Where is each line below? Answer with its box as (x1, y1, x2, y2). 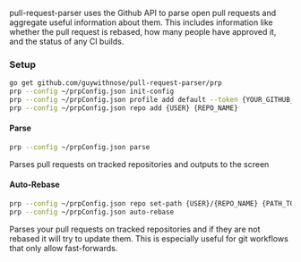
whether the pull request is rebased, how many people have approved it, (9, 27, 277, 37)
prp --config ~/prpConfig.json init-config (9, 87, 175, 97)
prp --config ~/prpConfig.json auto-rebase (9, 207, 175, 216)
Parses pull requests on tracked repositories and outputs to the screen (9, 158, 270, 169)
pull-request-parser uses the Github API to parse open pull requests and (9, 8, 277, 18)
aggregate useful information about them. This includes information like (9, 17, 273, 28)
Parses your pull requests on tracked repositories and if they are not (9, 224, 261, 234)
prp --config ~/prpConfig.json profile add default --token (9, 96, 239, 105)
